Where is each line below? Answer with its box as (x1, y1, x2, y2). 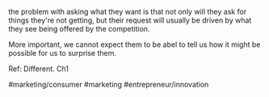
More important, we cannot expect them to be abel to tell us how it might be (8, 40, 261, 49)
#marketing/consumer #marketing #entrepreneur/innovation (8, 80, 209, 89)
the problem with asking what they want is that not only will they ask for (8, 7, 247, 16)
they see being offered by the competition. (8, 24, 150, 33)
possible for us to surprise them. (8, 48, 117, 57)
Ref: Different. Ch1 (8, 64, 69, 74)
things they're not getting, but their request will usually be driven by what (8, 15, 252, 25)
